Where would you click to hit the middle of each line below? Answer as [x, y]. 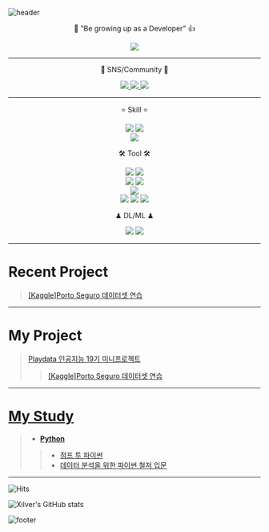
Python [52, 438]
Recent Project [58, 272]
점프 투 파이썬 [81, 455]
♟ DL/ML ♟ [134, 215]
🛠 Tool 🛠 [134, 153]
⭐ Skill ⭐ [134, 110]
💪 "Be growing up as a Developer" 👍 [134, 28]
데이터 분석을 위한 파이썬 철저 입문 [113, 465]
